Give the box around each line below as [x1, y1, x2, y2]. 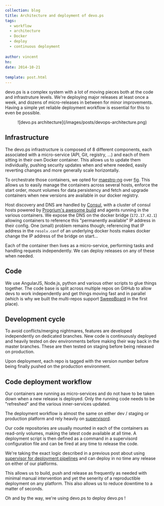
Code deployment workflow [5, 377, 92, 386]
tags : [5, 18, 16, 23]
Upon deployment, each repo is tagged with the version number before [5, 358, 148, 364]
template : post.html [5, 75, 47, 80]
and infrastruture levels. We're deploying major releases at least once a [5, 94, 149, 100]
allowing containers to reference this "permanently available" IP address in [5, 217, 156, 223]
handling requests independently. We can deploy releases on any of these [5, 248, 155, 253]
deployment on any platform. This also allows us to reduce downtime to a [5, 481, 153, 486]
